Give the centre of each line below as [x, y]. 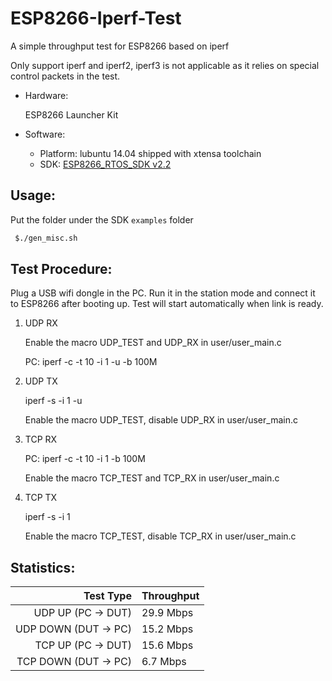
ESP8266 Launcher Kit [71, 114]
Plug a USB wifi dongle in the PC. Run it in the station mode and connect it [163, 293]
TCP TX [41, 498]
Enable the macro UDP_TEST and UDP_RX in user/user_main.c [153, 343]
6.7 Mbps [164, 662]
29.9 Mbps [167, 613]
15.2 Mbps [167, 629]
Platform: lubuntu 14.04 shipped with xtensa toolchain [150, 153]
